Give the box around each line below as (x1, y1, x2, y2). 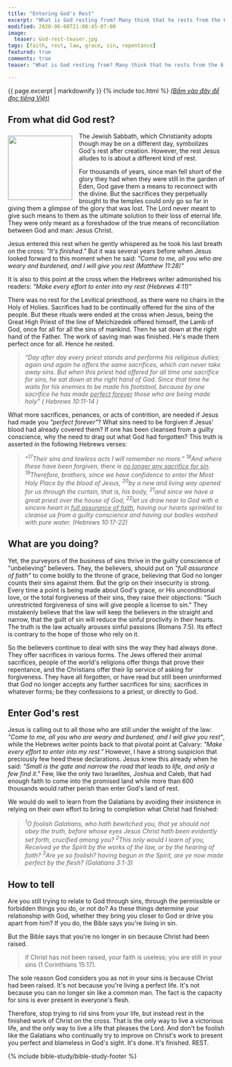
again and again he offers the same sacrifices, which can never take (24, 361, 221, 369)
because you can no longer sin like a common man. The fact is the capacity (8, 989, 222, 997)
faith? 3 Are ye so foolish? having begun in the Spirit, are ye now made (24, 850, 224, 860)
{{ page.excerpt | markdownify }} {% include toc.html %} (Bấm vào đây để (8, 86, 220, 95)
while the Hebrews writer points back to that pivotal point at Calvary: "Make (8, 740, 223, 748)
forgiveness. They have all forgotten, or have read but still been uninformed (8, 672, 222, 681)
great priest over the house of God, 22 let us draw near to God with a (24, 495, 219, 504)
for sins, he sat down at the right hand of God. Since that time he (24, 375, 209, 384)
